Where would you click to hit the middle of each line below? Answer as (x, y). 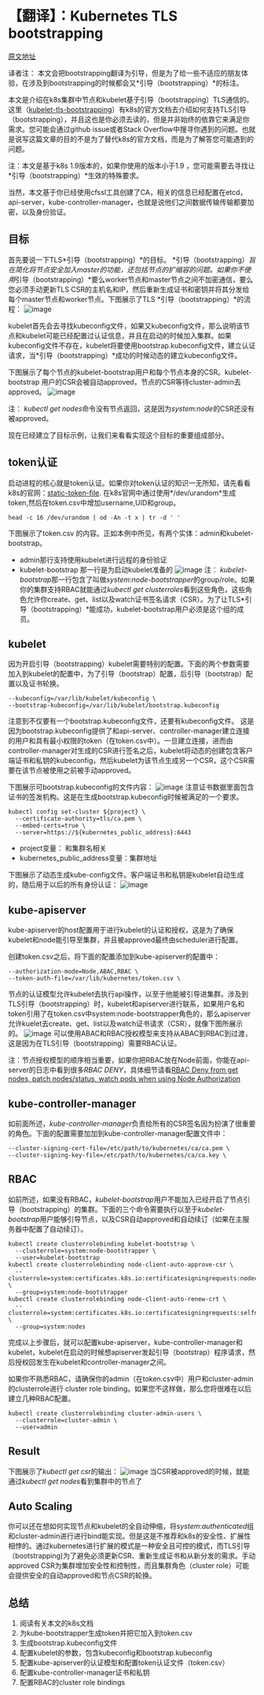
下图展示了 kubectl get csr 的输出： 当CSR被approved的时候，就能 (129, 1471)
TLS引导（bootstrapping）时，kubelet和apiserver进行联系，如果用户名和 (126, 1004)
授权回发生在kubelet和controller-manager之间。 (92, 1362)
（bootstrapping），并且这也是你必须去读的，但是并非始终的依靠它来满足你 (129, 119)
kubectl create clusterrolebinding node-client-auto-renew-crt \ (117, 1299)
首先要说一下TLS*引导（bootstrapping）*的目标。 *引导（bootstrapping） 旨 (132, 259)
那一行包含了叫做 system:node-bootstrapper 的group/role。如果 (153, 579)
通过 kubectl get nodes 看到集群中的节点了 (75, 1481)
